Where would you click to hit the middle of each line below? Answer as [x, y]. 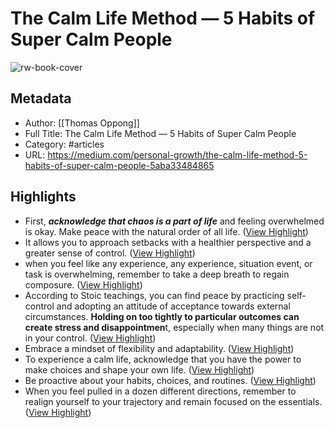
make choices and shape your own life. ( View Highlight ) [139, 369]
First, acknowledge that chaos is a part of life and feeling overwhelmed [174, 221]
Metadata [41, 98]
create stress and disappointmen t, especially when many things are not [174, 327]
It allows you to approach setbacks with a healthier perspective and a [168, 242]
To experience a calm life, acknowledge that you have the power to [163, 359]
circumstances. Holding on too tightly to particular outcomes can [162, 316]
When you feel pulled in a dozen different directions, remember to [160, 391]
